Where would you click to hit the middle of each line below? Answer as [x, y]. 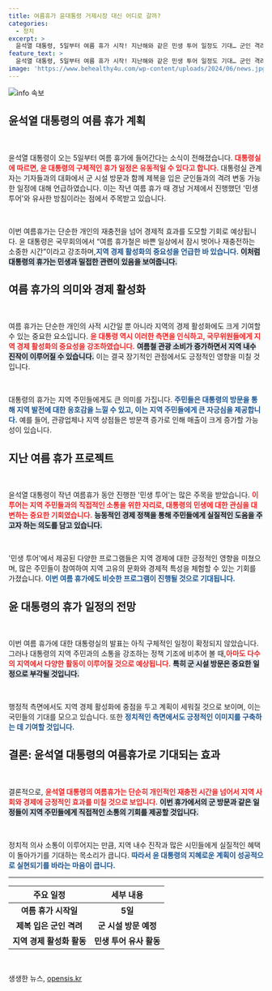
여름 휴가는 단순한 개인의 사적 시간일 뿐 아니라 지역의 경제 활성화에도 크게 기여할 [135, 326]
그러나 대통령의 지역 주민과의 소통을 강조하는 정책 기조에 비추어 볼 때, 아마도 [127, 653]
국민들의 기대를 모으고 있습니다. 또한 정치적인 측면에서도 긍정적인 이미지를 [125, 717]
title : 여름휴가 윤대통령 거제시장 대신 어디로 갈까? [85, 16]
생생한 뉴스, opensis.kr [45, 978]
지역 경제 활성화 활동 [49, 941]
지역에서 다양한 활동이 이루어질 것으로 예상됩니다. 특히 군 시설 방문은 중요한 [134, 663]
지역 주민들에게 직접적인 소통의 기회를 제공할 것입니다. [114, 812]
